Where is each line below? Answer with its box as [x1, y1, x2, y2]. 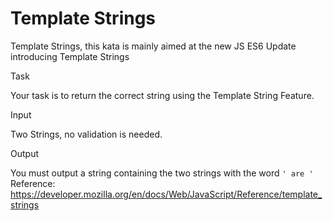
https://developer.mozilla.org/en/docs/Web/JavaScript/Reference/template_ [10, 188, 323, 200]
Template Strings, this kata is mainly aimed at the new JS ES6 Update [10, 40, 297, 52]
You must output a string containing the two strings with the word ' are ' [10, 167, 314, 179]
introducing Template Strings [10, 50, 130, 62]
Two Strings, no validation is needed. [10, 128, 163, 140]
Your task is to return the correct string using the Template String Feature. [10, 89, 315, 101]
